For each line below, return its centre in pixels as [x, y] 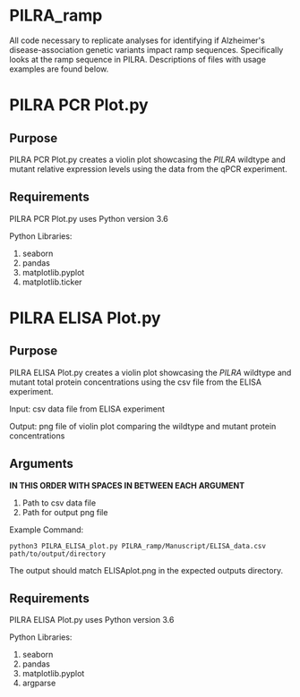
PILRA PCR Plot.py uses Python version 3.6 [89, 218]
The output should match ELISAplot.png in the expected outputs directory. [146, 570]
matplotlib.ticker [52, 282]
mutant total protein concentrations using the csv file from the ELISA [136, 382]
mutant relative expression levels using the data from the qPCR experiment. [149, 169]
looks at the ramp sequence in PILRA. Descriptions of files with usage [138, 59]
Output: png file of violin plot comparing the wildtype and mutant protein [143, 426]
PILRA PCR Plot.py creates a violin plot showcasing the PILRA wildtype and [148, 159]
